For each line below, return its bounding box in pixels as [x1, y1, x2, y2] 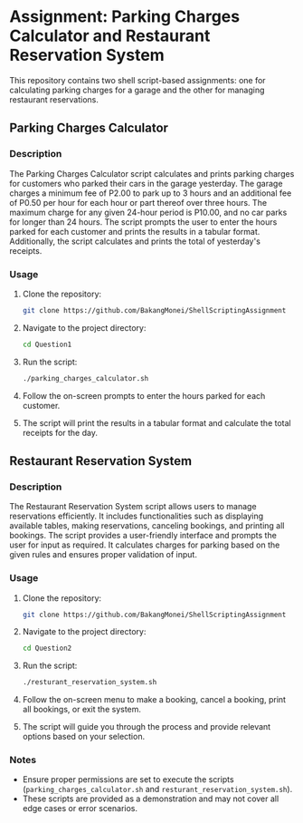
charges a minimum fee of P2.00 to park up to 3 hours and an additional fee [9, 188, 292, 198]
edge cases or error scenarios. [22, 803, 138, 814]
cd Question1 [22, 340, 72, 349]
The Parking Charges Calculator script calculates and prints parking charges [9, 168, 295, 179]
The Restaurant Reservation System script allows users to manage [9, 501, 257, 512]
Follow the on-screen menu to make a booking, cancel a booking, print [22, 694, 287, 705]
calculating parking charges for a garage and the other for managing [9, 84, 265, 95]
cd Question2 [22, 644, 72, 654]
